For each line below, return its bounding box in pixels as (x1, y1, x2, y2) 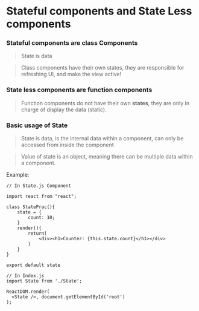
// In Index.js (6, 273, 45, 279)
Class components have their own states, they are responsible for (21, 64, 185, 71)
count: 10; (28, 215, 55, 221)
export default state (6, 262, 61, 269)
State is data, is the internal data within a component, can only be (21, 135, 184, 142)
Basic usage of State (6, 121, 68, 129)
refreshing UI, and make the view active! (21, 71, 122, 78)
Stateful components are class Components (6, 39, 138, 47)
